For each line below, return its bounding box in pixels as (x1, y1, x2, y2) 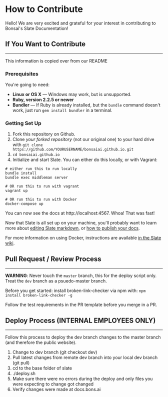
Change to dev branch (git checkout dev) (12, 349, 97, 355)
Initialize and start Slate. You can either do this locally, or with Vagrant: (12, 156, 157, 163)
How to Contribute (5, 3, 83, 15)
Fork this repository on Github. (12, 131, 75, 137)
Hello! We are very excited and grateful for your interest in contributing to (5, 20, 156, 26)
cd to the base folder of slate (12, 365, 72, 371)
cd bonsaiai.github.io (12, 152, 60, 157)
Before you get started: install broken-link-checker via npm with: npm (5, 287, 146, 293)
